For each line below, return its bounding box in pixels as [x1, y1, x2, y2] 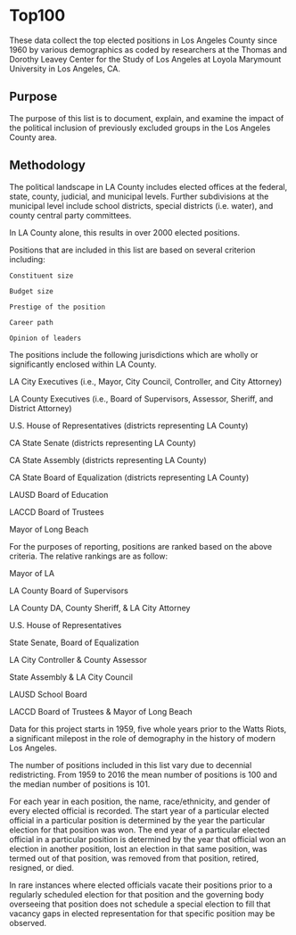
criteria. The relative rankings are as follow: [9, 550, 168, 561]
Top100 [9, 5, 66, 26]
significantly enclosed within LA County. [9, 359, 158, 369]
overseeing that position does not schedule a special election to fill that [9, 898, 271, 909]
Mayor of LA [9, 567, 55, 578]
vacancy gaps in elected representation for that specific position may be [9, 907, 275, 919]
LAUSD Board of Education [9, 489, 109, 500]
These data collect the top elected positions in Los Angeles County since [9, 35, 278, 46]
